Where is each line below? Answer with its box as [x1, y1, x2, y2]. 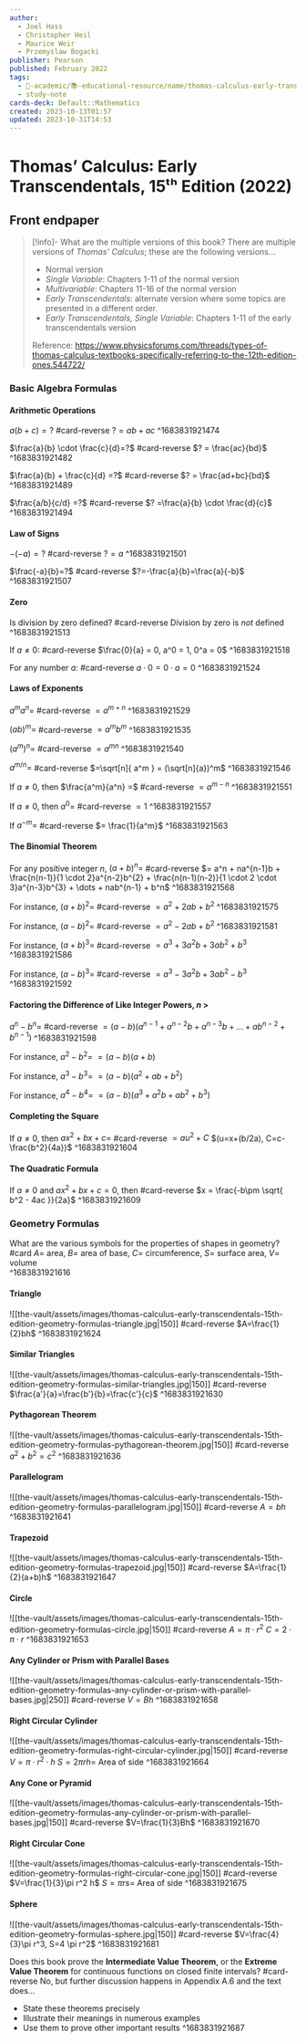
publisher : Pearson [9, 56, 84, 65]
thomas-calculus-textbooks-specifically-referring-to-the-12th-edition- [31, 350, 297, 361]
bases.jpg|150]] [9, 1817, 68, 1828]
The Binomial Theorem [9, 841, 97, 852]
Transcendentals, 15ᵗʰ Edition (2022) [9, 176, 293, 197]
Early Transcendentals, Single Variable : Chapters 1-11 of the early [45, 312, 291, 324]
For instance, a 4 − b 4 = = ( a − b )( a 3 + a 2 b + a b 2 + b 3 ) [9, 1088, 211, 1101]
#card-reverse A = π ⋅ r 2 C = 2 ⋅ [172, 1622, 292, 1635]
